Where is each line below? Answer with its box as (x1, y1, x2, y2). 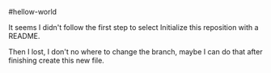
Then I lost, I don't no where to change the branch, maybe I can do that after (8, 47, 263, 56)
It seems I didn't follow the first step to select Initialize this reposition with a (8, 23, 259, 32)
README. (8, 32, 40, 41)
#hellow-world (8, 7, 57, 16)
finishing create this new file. (8, 56, 105, 65)
